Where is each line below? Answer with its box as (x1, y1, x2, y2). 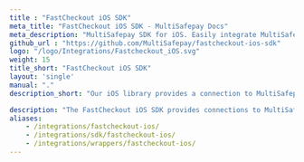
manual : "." (9, 81, 54, 90)
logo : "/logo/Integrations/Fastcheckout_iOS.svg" (9, 47, 201, 56)
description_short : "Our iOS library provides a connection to (9, 89, 253, 98)
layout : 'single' (9, 72, 75, 81)
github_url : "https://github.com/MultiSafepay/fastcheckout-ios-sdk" (9, 38, 281, 48)
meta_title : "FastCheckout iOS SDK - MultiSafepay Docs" (9, 22, 229, 31)
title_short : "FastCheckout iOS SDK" (9, 64, 152, 73)
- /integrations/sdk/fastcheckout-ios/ (25, 130, 176, 140)
